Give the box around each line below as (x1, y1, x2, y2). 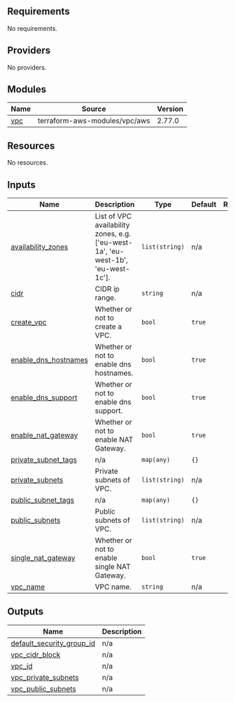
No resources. (7, 158, 48, 167)
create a (94, 322, 122, 332)
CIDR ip (94, 284, 120, 294)
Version (157, 104, 184, 114)
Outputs (7, 606, 44, 617)
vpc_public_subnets (10, 683, 77, 693)
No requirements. (7, 24, 58, 32)
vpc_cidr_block (10, 650, 61, 660)
